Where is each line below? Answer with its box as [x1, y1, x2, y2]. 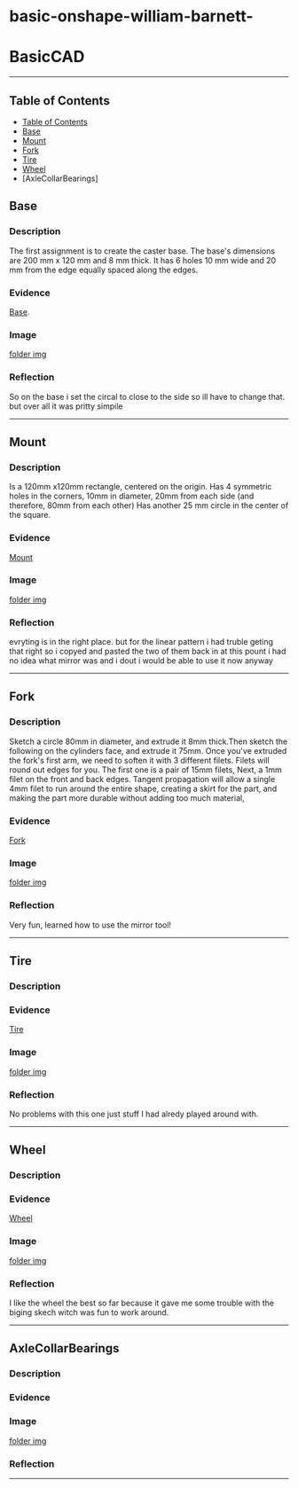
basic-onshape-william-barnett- [9, 6, 255, 27]
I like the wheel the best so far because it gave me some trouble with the [9, 1297, 275, 1309]
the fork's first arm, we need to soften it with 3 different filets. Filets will [9, 755, 270, 765]
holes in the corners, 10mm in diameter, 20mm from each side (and [9, 490, 255, 502]
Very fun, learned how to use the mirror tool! [9, 920, 171, 930]
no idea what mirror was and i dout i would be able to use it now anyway [9, 655, 273, 666]
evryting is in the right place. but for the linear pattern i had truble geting [9, 637, 273, 647]
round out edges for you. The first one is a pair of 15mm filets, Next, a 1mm [9, 764, 282, 775]
